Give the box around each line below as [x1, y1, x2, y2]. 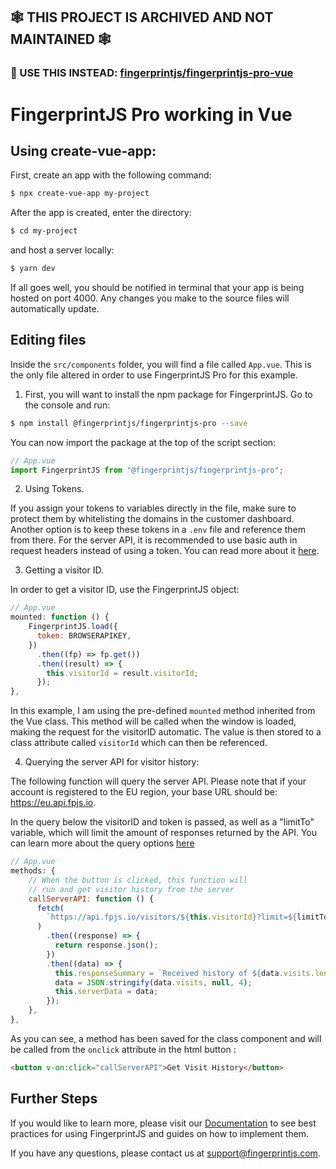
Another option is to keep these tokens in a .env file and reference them [10, 524, 306, 536]
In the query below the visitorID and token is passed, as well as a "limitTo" [10, 816, 315, 828]
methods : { [10, 866, 56, 876]
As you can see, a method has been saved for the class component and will [10, 1032, 322, 1044]
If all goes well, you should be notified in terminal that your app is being [10, 281, 305, 293]
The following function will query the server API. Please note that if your [10, 775, 307, 788]
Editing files [10, 332, 87, 349]
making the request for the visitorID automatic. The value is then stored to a [10, 726, 322, 738]
